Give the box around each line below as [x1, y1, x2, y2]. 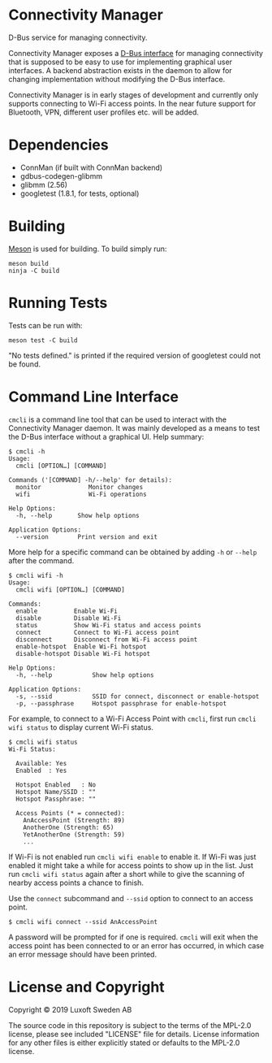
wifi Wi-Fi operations [15, 490, 148, 498]
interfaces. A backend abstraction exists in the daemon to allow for [8, 65, 233, 75]
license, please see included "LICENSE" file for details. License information [8, 1029, 260, 1039]
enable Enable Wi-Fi [15, 607, 118, 615]
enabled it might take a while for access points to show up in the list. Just [8, 860, 254, 870]
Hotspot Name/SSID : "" [15, 787, 96, 796]
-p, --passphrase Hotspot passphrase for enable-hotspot [15, 699, 227, 708]
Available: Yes [15, 759, 67, 767]
